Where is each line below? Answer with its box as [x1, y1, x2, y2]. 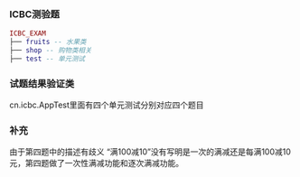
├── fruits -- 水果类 [9, 38, 87, 47]
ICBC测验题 [9, 7, 61, 20]
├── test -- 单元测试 [9, 54, 86, 63]
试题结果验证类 [9, 77, 75, 89]
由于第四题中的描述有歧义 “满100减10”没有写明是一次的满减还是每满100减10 [9, 146, 292, 157]
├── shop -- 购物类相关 [9, 46, 92, 55]
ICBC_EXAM [9, 29, 47, 38]
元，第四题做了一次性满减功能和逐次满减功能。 [9, 158, 183, 169]
